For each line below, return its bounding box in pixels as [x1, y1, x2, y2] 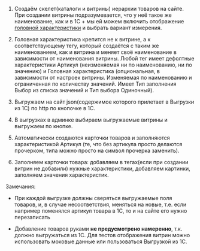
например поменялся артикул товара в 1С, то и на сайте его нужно [14, 207, 187, 214]
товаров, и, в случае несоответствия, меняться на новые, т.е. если [14, 201, 187, 208]
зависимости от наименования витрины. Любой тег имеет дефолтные [14, 55, 195, 62]
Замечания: [5, 183, 36, 190]
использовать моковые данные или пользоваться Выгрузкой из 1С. [14, 238, 187, 245]
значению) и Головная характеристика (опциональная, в [14, 68, 160, 74]
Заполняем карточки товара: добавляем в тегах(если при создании [14, 159, 189, 165]
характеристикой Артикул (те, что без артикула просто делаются [14, 141, 183, 147]
